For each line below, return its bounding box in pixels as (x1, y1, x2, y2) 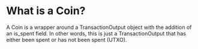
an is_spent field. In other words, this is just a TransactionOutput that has (6, 30, 186, 37)
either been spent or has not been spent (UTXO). (6, 36, 127, 43)
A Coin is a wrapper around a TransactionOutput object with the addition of (6, 24, 192, 31)
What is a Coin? (6, 4, 86, 18)
